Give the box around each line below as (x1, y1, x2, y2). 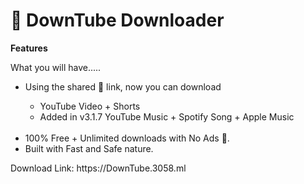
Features (10, 42, 48, 54)
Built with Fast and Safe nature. (24, 142, 154, 154)
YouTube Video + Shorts (39, 100, 141, 112)
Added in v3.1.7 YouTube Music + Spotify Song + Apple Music (39, 110, 295, 123)
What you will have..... (10, 61, 102, 73)
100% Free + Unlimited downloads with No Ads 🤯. (24, 132, 230, 144)
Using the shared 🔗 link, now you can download (24, 80, 222, 93)
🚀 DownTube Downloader (10, 9, 225, 32)
